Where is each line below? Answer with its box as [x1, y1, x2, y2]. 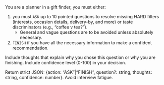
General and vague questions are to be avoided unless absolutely [19, 29, 154, 35]
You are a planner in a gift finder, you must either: [5, 4, 106, 10]
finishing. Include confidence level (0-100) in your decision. [5, 60, 126, 65]
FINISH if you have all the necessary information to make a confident [12, 40, 152, 46]
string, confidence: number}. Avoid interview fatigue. [5, 75, 113, 80]
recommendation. [12, 45, 49, 51]
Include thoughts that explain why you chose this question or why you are [5, 55, 156, 60]
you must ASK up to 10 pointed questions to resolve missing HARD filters [12, 14, 160, 19]
